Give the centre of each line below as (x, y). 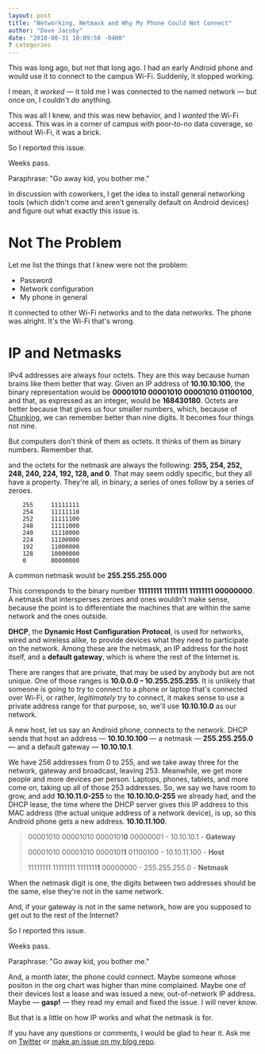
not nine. (23, 426)
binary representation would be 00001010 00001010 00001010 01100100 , (131, 392)
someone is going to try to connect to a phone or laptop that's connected (128, 689)
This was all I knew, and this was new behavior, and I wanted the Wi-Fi (124, 115)
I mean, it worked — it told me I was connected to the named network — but (132, 91)
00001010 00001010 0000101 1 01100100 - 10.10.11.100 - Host (126, 852)
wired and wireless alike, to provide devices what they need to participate (129, 640)
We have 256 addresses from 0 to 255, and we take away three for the (124, 762)
